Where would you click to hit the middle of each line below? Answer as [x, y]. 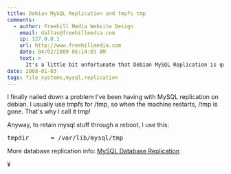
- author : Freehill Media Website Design [74, 26]
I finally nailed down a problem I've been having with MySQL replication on [113, 97]
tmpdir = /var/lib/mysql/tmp [65, 138]
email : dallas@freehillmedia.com [67, 33]
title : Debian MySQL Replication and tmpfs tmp [77, 13]
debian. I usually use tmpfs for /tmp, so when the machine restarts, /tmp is [112, 105]
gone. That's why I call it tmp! [49, 111]
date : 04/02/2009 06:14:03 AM [63, 52]
